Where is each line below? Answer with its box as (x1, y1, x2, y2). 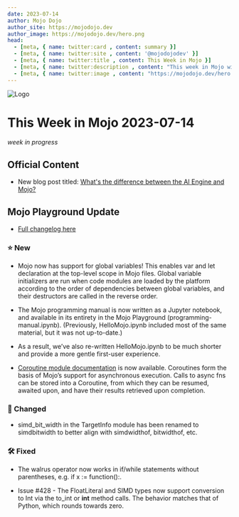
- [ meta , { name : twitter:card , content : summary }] (14, 43, 176, 51)
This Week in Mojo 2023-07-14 (7, 115, 195, 130)
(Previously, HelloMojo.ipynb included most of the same (63, 321, 227, 330)
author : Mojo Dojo (7, 17, 62, 24)
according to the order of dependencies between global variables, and (17, 284, 225, 293)
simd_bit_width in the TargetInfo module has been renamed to (17, 420, 199, 429)
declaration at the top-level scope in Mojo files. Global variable (17, 269, 201, 278)
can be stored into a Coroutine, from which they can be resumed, (17, 379, 210, 387)
